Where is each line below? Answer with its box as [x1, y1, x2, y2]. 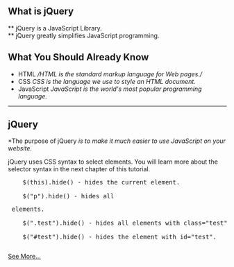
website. [8, 144, 33, 153]
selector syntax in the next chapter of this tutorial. [8, 165, 151, 173]
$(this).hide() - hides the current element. [22, 178, 181, 187]
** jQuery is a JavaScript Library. [8, 24, 103, 32]
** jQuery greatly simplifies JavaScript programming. [8, 31, 160, 40]
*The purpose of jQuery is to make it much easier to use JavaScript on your [8, 137, 226, 145]
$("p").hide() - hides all [22, 192, 115, 200]
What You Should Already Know [8, 51, 149, 63]
